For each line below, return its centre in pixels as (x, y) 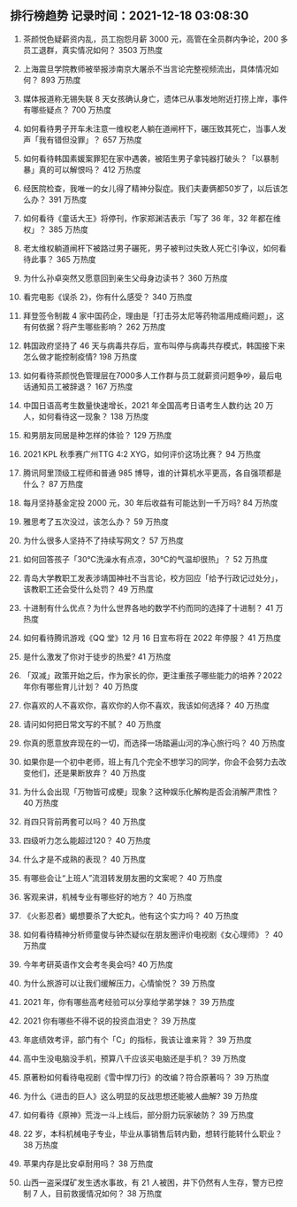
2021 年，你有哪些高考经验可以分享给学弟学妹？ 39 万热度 (129, 1002)
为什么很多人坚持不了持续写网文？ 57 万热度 (103, 540)
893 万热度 (61, 80)
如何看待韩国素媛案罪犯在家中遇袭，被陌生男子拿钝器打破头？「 (139, 159)
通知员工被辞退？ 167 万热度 (82, 386)
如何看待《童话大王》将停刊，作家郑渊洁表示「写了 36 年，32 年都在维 (152, 218)
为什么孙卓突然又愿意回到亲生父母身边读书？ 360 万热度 (125, 278)
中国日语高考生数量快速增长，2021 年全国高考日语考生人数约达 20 (143, 405)
